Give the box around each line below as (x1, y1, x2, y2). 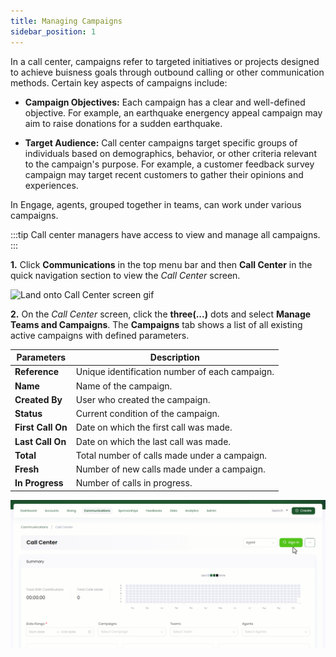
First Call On (14, 421, 68, 434)
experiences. (24, 179, 79, 191)
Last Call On (14, 435, 67, 447)
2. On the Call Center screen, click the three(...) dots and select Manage (10, 308, 312, 320)
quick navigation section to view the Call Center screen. (10, 269, 241, 281)
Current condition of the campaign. (75, 408, 220, 419)
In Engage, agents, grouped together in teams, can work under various (10, 198, 302, 210)
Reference (14, 366, 59, 378)
